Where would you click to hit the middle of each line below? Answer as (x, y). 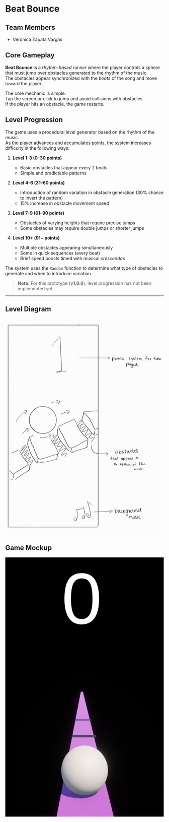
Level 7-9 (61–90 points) (38, 213)
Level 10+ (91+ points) (36, 238)
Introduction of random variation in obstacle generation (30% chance (92, 193)
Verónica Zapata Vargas (37, 39)
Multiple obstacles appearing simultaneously (66, 247)
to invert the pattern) (41, 198)
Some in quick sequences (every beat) (60, 253)
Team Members (30, 27)
